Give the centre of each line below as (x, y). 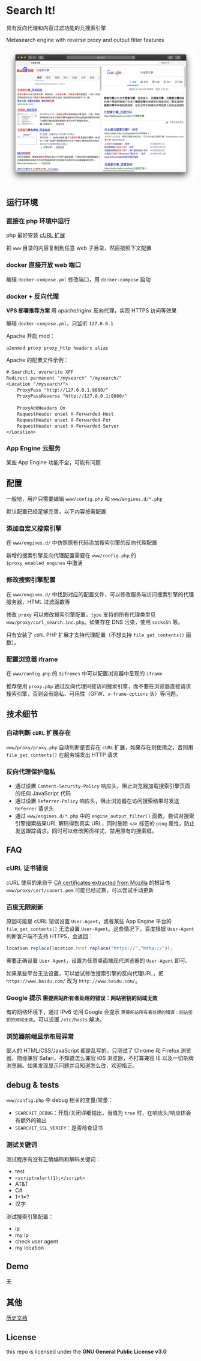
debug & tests (33, 1085)
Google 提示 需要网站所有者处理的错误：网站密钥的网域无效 (82, 998)
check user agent (37, 1241)
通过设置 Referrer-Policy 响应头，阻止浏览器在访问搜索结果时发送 (97, 801)
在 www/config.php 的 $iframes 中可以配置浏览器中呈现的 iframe (85, 673)
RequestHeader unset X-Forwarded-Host (65, 414)
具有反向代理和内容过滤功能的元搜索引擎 (56, 28)
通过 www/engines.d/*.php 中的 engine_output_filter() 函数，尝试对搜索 (105, 816)
